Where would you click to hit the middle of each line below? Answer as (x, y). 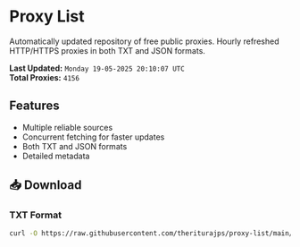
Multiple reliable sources (67, 127)
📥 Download (46, 185)
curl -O (24, 234)
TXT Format (36, 215)
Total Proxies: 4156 (45, 77)
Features (34, 106)
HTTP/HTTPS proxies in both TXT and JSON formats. (107, 50)
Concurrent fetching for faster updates (93, 137)
